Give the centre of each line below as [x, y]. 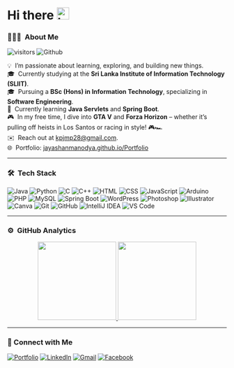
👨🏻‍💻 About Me [33, 37]
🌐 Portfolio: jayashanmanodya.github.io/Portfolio [78, 148]
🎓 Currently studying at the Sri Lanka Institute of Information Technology [116, 74]
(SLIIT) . [18, 84]
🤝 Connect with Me [40, 342]
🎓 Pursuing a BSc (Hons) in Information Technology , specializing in [107, 92]
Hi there [31, 16]
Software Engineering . [40, 102]
